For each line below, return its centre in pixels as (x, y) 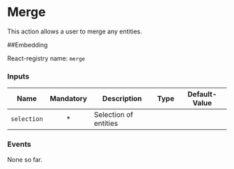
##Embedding (28, 45)
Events (19, 145)
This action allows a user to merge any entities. (75, 31)
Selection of (114, 115)
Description (122, 99)
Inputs (18, 76)
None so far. (25, 159)
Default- (202, 95)
